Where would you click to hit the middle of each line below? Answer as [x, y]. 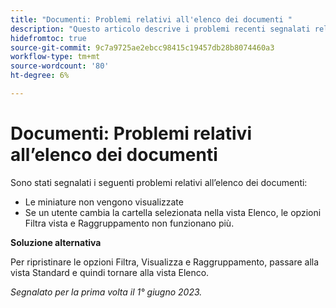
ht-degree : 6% [40, 76]
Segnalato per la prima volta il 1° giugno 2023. [106, 292]
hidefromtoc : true [48, 38]
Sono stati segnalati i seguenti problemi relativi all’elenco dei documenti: [159, 182]
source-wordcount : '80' [60, 66]
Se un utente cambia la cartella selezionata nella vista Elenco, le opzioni [173, 212]
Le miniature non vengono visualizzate [104, 202]
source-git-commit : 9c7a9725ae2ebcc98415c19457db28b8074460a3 [142, 47]
